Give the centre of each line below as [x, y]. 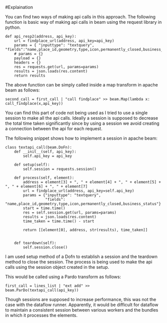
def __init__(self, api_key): [45, 152]
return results [30, 76]
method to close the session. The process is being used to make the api [79, 262]
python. [13, 27]
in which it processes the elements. [42, 315]
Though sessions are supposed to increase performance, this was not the [81, 299]
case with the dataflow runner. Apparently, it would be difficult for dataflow [82, 305]
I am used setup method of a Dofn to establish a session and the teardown [82, 256]
